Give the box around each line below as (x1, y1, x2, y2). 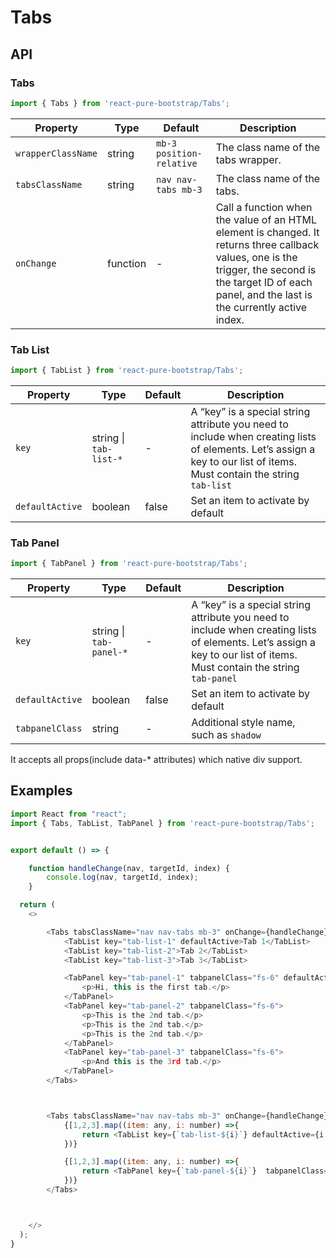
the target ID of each (215, 275, 313, 289)
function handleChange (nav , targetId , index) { (28, 863, 230, 873)
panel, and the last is (215, 287, 313, 301)
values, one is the (215, 250, 298, 264)
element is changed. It (215, 225, 320, 239)
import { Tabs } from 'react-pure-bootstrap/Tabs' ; (10, 98, 230, 108)
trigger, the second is (215, 262, 317, 276)
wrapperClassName (15, 147, 98, 159)
